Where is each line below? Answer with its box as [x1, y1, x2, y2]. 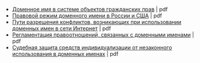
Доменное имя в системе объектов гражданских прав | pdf [12, 6, 168, 13]
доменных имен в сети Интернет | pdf [12, 25, 111, 32]
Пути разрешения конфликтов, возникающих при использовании [12, 19, 182, 25]
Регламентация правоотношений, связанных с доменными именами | [12, 31, 195, 38]
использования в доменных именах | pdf [12, 50, 119, 57]
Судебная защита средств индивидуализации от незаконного [12, 44, 173, 51]
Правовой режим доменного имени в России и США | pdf [12, 12, 162, 19]
